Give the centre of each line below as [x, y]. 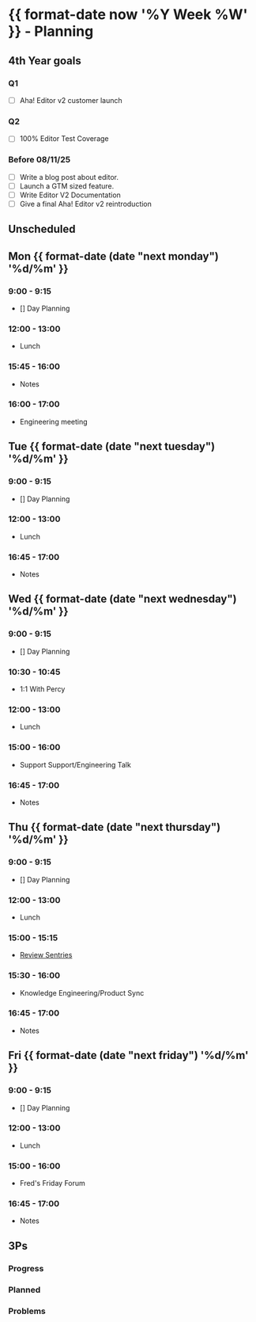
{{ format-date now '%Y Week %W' [128, 15]
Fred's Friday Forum [52, 1183]
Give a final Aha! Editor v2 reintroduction [86, 204]
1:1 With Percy [42, 689]
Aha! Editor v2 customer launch [71, 100]
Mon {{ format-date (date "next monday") [113, 256]
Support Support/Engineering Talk [75, 764]
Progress [26, 1268]
